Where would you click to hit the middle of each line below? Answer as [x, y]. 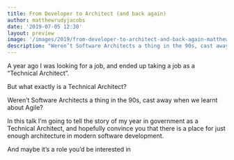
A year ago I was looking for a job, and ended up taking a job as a [101, 66]
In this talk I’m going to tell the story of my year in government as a [103, 121]
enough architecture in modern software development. [86, 136]
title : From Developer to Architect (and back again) [87, 14]
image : [17, 40]
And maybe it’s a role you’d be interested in [69, 149]
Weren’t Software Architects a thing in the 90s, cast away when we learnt [112, 100]
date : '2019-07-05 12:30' [45, 26]
